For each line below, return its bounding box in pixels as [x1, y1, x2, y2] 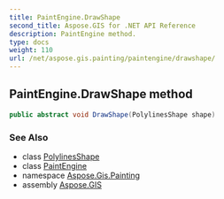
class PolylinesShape [21, 151, 100, 162]
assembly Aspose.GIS [21, 179, 102, 190]
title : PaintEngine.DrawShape [9, 12, 121, 22]
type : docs [9, 37, 50, 47]
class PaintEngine [21, 160, 87, 171]
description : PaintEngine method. [9, 29, 137, 38]
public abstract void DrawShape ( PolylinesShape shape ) [9, 110, 216, 119]
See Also [9, 131, 49, 143]
